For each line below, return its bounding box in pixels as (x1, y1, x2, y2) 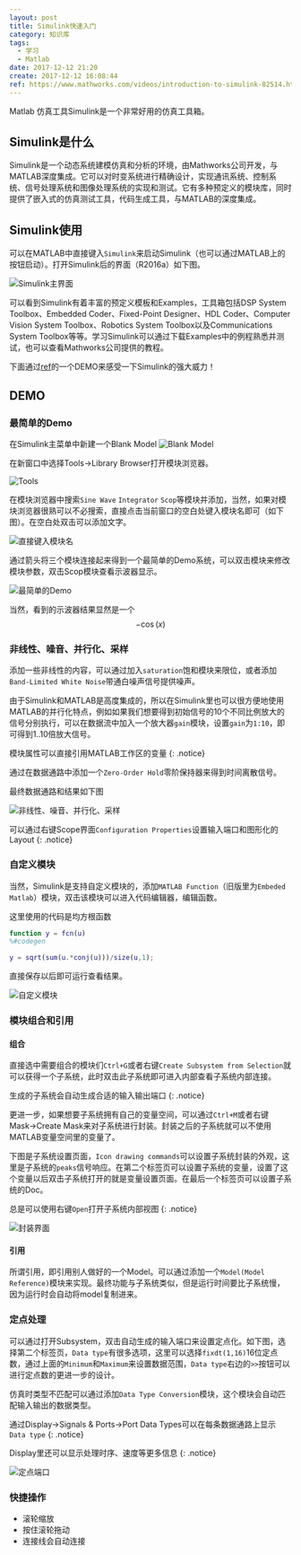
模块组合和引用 (9, 1015, 74, 1027)
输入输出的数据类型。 (16, 1400, 96, 1410)
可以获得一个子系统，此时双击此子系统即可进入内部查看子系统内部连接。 (9, 1071, 276, 1082)
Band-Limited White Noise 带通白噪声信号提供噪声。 (9, 676, 200, 687)
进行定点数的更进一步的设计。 (9, 1369, 119, 1380)
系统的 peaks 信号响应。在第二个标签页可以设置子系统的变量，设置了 (32, 1162, 280, 1173)
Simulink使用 (9, 222, 83, 238)
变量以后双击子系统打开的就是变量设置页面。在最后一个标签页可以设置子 (16, 1173, 284, 1184)
